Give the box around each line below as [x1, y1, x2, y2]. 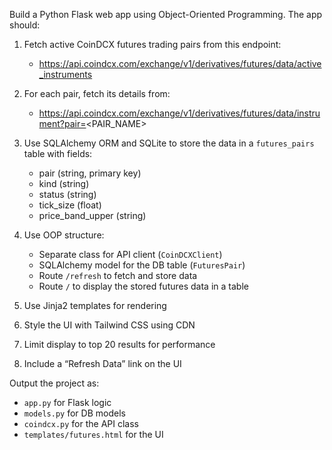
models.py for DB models [23, 407, 126, 419]
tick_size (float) [38, 199, 102, 211]
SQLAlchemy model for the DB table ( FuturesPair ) [38, 259, 246, 271]
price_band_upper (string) [38, 210, 147, 221]
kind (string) [38, 178, 90, 189]
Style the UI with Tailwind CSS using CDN [23, 319, 196, 331]
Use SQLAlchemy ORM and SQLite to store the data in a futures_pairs [23, 137, 315, 149]
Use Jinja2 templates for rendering [23, 300, 167, 311]
